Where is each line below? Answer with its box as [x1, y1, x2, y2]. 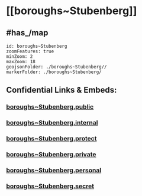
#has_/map [6, 28, 49, 38]
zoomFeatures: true [6, 48, 54, 54]
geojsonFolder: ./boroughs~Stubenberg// [6, 64, 108, 70]
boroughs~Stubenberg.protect [6, 135, 97, 143]
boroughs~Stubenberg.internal [6, 119, 98, 127]
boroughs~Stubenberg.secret [6, 182, 95, 190]
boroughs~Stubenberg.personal [6, 166, 102, 174]
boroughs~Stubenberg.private [6, 151, 96, 159]
